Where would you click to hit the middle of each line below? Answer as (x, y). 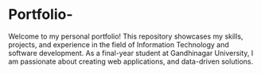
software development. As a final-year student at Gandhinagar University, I (131, 53)
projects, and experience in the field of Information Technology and (119, 44)
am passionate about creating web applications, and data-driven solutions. (130, 61)
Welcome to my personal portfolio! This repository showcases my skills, (126, 36)
